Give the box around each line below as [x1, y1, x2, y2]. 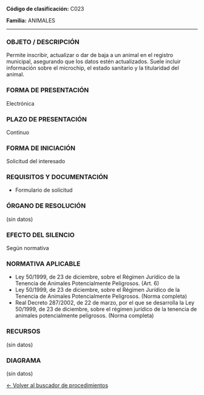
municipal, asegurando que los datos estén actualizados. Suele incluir [6, 58, 181, 66]
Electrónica [6, 100, 35, 107]
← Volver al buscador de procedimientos [6, 382, 108, 389]
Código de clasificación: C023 [6, 5, 84, 12]
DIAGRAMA [6, 356, 41, 365]
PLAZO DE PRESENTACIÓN [6, 115, 87, 123]
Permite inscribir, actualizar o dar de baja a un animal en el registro [6, 52, 174, 59]
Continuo [6, 129, 29, 136]
